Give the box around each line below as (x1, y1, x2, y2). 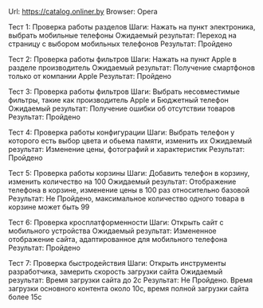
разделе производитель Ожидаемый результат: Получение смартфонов (8, 63, 255, 72)
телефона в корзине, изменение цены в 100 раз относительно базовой (8, 185, 249, 194)
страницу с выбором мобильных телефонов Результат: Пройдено (8, 39, 233, 49)
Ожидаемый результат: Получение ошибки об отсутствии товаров (8, 103, 235, 113)
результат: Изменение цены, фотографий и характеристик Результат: (8, 145, 245, 154)
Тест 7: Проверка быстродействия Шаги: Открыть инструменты (8, 259, 226, 267)
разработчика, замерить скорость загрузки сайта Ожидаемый (8, 267, 223, 276)
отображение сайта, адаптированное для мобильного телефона (8, 235, 228, 244)
